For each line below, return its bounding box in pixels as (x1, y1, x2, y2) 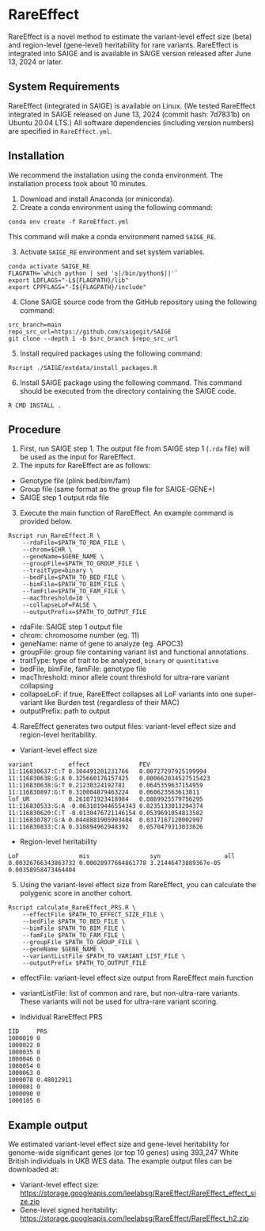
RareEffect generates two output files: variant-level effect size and (19, 722, 237, 731)
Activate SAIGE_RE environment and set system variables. (19, 247, 206, 257)
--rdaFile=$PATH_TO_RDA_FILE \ (22, 539, 126, 547)
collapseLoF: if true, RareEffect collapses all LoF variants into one (19, 689, 233, 699)
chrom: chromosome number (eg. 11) (19, 631, 140, 640)
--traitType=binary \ (22, 566, 93, 575)
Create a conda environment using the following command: (19, 202, 214, 212)
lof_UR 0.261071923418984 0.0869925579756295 (8, 795, 203, 803)
